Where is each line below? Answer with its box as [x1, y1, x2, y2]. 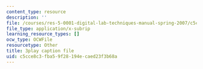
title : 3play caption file [6, 48, 74, 54]
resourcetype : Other [6, 43, 59, 49]
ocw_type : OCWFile [6, 37, 53, 43]
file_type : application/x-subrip [6, 25, 91, 32]
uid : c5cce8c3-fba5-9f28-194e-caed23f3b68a [6, 53, 118, 59]
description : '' [6, 14, 47, 20]
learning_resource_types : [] [6, 31, 80, 37]
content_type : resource [6, 8, 66, 15]
